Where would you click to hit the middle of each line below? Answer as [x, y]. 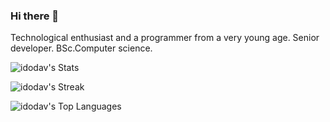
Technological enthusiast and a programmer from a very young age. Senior [165, 38]
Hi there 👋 [35, 16]
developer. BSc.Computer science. [81, 48]
